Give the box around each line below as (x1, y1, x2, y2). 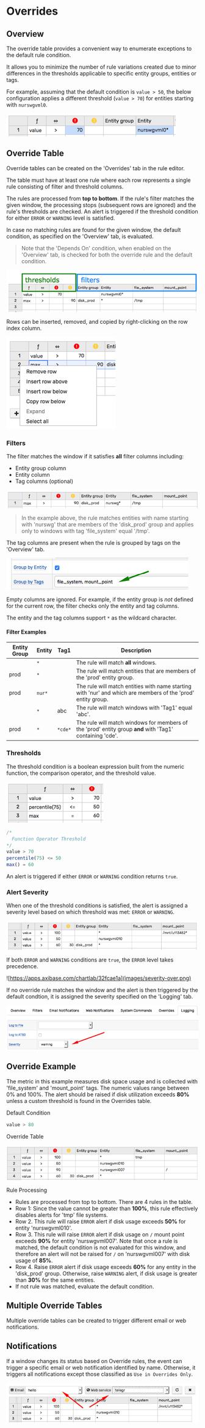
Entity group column (15, 465, 67, 472)
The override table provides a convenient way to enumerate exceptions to (6, 45, 192, 52)
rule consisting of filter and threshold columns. (6, 182, 124, 190)
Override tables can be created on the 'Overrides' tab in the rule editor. (6, 164, 185, 172)
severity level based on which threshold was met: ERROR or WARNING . (6, 908, 175, 916)
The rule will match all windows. (76, 659, 157, 667)
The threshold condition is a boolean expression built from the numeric (6, 763, 185, 770)
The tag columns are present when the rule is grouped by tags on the (6, 539, 181, 547)
